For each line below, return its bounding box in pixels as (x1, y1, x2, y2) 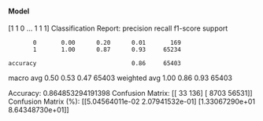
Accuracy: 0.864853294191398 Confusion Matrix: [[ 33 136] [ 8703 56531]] (8, 89, 254, 98)
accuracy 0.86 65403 (8, 60, 181, 68)
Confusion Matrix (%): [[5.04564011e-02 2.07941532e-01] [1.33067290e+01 (8, 97, 256, 106)
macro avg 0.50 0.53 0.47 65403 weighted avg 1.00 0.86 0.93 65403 (8, 73, 232, 82)
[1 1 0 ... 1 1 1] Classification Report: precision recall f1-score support (8, 24, 228, 33)
